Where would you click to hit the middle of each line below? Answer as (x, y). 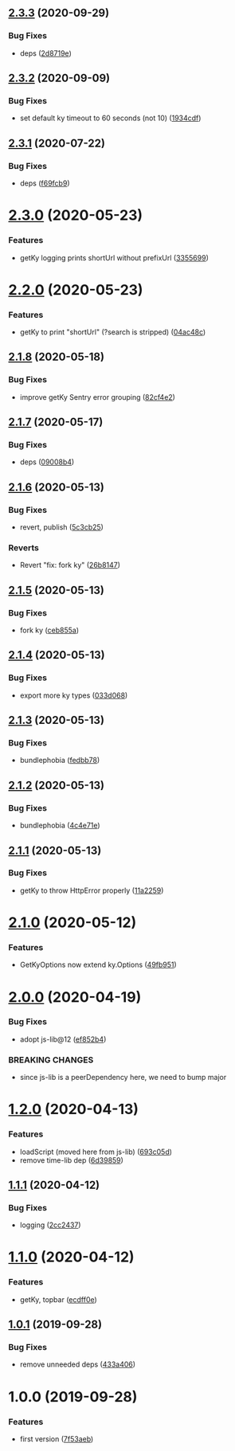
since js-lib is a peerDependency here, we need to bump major (123, 1077)
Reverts (24, 548)
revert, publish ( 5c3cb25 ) (61, 527)
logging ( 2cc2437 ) (50, 1225)
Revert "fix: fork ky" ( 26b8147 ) (70, 565)
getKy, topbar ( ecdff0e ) (58, 1299)
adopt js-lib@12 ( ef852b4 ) (63, 1039)
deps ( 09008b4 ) (47, 462)
